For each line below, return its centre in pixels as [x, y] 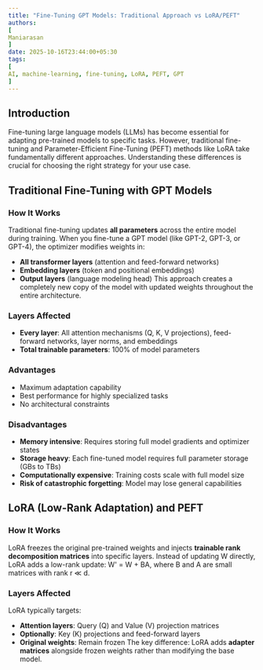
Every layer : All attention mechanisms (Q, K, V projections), [115, 333]
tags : [17, 60]
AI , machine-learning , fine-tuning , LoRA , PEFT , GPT [96, 74]
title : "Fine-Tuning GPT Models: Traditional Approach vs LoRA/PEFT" [124, 15]
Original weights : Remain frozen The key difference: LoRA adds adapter [137, 642]
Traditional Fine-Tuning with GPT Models [110, 190]
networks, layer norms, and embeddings [112, 341]
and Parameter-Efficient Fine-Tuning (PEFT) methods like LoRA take [140, 149]
